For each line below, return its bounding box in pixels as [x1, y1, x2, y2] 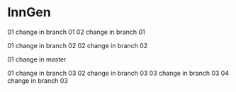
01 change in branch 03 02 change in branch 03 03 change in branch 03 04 [7, 69, 229, 77]
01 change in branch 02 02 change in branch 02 [7, 41, 148, 50]
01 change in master [7, 54, 67, 64]
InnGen [7, 4, 51, 21]
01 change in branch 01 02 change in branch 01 [7, 28, 145, 36]
